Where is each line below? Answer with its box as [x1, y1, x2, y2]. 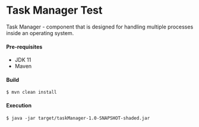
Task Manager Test [6, 4, 103, 17]
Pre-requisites [6, 43, 43, 50]
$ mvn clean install [6, 90, 58, 96]
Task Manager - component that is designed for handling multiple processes [6, 23, 194, 30]
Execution [6, 101, 31, 109]
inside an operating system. [6, 29, 74, 36]
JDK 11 [14, 56, 31, 63]
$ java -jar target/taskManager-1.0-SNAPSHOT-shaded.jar [6, 115, 150, 121]
